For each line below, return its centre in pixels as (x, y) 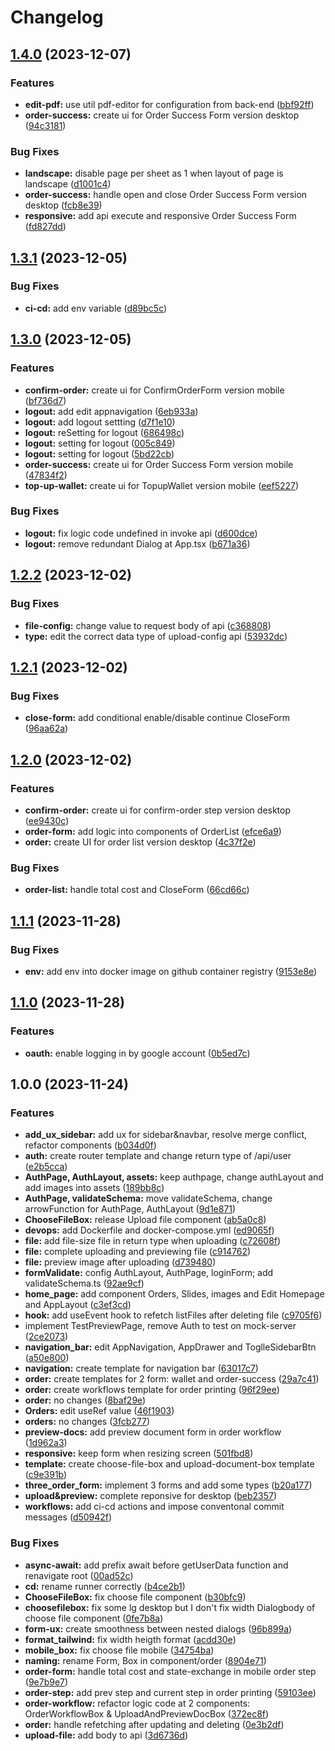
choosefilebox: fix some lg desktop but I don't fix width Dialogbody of (170, 1607)
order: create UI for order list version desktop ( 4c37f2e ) (140, 842)
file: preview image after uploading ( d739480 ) (120, 1262)
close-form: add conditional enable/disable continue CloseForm (157, 718)
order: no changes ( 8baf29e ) (85, 1400)
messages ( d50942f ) (68, 1517)
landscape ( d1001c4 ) (68, 184)
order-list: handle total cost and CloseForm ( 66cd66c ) (137, 890)
